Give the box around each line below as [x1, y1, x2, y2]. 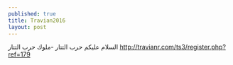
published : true [8, 10, 56, 18]
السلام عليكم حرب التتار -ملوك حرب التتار [8, 43, 119, 52]
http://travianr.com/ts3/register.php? [119, 43, 227, 52]
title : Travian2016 [8, 17, 66, 24]
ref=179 [8, 50, 31, 59]
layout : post [8, 23, 47, 30]
